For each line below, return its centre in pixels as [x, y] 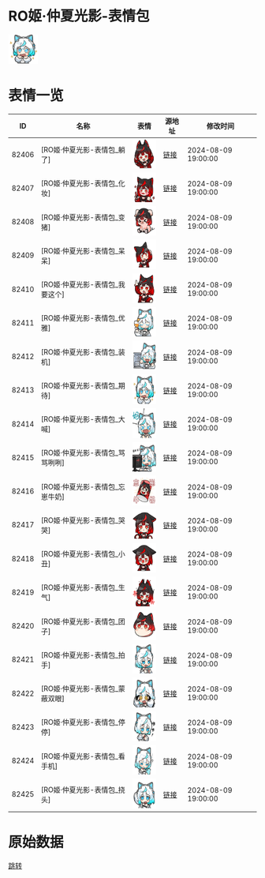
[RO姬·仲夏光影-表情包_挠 [83, 790]
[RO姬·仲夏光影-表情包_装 [83, 351]
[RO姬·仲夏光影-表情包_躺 [83, 150]
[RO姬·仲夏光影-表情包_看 [83, 756]
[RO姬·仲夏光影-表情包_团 [83, 621]
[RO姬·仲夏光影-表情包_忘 [83, 486]
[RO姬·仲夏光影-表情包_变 [83, 217]
